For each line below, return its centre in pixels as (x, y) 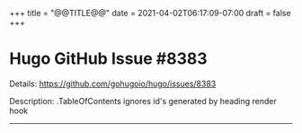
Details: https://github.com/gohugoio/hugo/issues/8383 (113, 84)
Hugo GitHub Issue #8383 (109, 59)
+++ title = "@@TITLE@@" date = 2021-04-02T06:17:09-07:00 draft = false (150, 13)
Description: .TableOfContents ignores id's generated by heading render (143, 101)
